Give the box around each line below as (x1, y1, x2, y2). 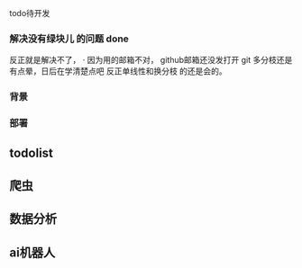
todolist (9, 145, 54, 160)
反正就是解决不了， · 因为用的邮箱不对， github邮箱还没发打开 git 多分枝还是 (9, 55, 293, 66)
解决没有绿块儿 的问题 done (9, 32, 129, 45)
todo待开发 (9, 8, 50, 18)
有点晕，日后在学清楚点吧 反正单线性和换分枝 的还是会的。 (9, 66, 227, 76)
